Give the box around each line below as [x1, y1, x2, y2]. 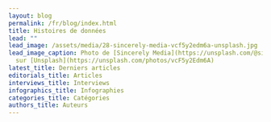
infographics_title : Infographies [8, 86, 125, 95]
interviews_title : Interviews [8, 79, 110, 87]
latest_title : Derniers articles [8, 64, 121, 72]
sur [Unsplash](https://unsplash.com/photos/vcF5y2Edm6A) [15, 57, 215, 65]
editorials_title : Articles [8, 71, 103, 79]
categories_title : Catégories [8, 94, 110, 102]
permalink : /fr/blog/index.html [8, 19, 117, 27]
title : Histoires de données [8, 26, 106, 35]
